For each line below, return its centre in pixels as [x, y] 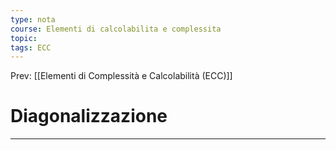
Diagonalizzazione [89, 116]
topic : [24, 38]
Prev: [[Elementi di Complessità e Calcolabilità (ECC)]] [121, 76]
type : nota [33, 19]
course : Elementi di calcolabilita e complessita [116, 29]
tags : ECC [31, 47]
